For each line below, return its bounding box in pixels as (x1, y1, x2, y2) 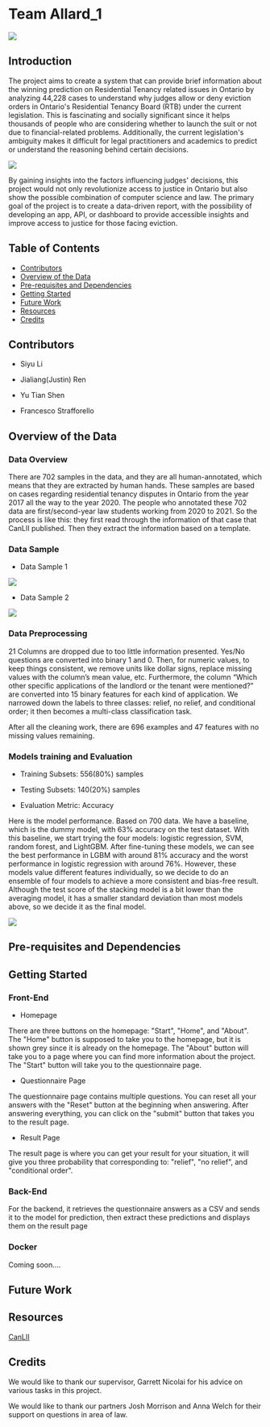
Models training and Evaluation (8, 751, 133, 762)
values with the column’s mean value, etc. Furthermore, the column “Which (8, 672, 258, 682)
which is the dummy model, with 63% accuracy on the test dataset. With (8, 824, 250, 834)
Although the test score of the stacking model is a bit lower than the (8, 885, 234, 894)
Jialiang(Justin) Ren (19, 375, 86, 384)
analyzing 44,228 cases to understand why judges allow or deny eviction (8, 93, 251, 103)
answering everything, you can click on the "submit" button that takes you (8, 1109, 255, 1119)
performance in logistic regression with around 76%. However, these (8, 859, 237, 868)
